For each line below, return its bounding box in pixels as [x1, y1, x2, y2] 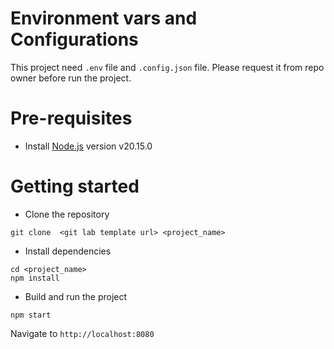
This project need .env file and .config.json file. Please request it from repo [10, 61, 325, 73]
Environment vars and [10, 7, 198, 30]
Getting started [10, 175, 140, 198]
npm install [10, 273, 60, 283]
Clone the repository [24, 208, 110, 220]
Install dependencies [24, 245, 112, 257]
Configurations [10, 28, 139, 51]
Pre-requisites [10, 107, 133, 130]
